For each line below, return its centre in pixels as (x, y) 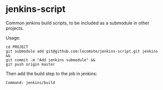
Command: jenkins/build (30, 83)
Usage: (13, 38)
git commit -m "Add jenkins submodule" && (50, 60)
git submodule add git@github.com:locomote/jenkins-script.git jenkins (82, 51)
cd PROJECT (17, 47)
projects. (15, 28)
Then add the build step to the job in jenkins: (51, 74)
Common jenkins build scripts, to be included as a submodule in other (77, 23)
